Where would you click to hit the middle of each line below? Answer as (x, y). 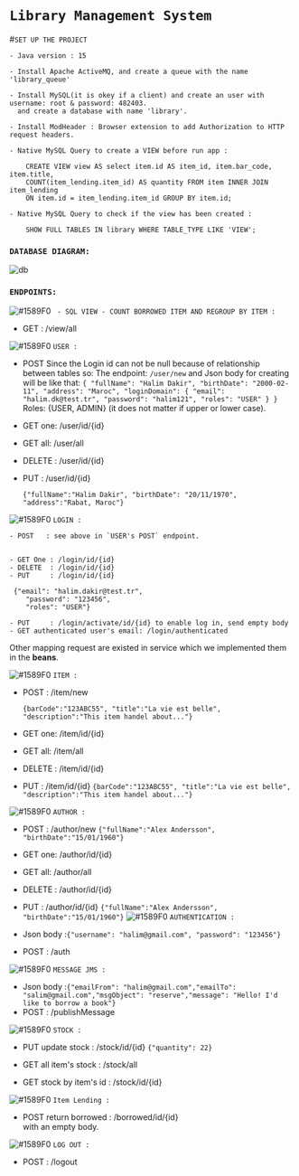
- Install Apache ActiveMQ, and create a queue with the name (129, 71)
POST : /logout (50, 1162)
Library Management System (111, 16)
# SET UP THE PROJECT (48, 39)
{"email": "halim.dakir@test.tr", (78, 591)
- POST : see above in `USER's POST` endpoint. (105, 536)
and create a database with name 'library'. (103, 111)
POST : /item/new (55, 692)
